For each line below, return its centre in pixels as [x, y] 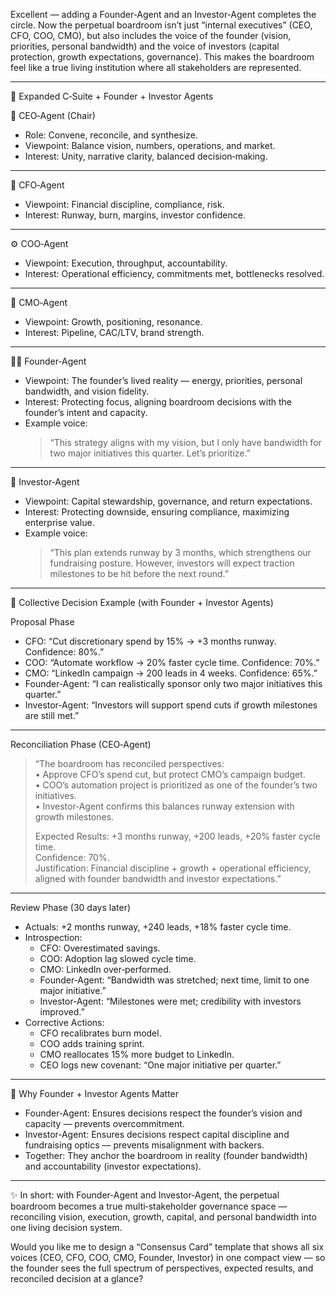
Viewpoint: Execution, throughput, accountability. [126, 263]
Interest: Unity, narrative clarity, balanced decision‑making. [146, 156]
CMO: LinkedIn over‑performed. [105, 969]
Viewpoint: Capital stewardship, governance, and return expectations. [168, 501]
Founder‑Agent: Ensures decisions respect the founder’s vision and [163, 1113]
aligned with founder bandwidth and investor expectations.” [158, 878]
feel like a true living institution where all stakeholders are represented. [156, 67]
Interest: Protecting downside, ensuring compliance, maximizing [157, 512]
